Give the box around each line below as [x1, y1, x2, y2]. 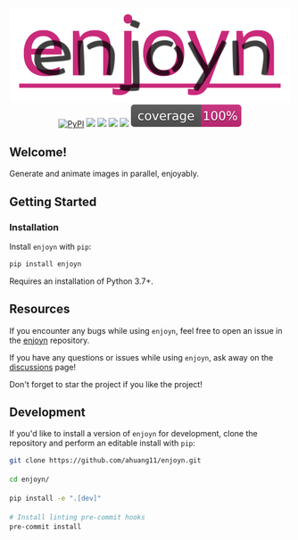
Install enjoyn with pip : [9, 241, 92, 252]
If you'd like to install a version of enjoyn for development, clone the [9, 428, 258, 439]
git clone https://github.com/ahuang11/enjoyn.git [9, 456, 202, 465]
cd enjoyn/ [9, 475, 50, 485]
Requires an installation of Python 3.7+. [9, 276, 153, 287]
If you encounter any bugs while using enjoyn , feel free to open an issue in [9, 325, 283, 336]
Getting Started [9, 194, 97, 209]
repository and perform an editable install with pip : [9, 437, 196, 449]
